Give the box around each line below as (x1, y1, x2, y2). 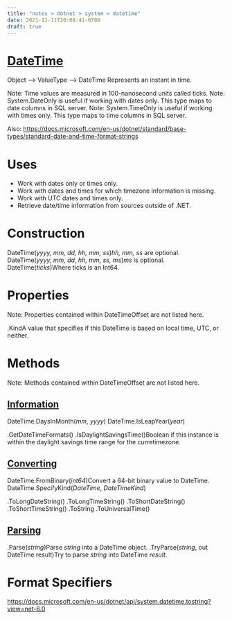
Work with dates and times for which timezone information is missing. (17, 186, 216, 195)
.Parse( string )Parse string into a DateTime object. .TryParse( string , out (7, 543, 208, 551)
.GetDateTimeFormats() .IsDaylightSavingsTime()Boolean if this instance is (7, 430, 220, 439)
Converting (7, 458, 57, 470)
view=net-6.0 (7, 604, 46, 613)
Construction (7, 226, 85, 241)
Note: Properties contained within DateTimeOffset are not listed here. (7, 311, 204, 319)
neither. (7, 331, 29, 340)
